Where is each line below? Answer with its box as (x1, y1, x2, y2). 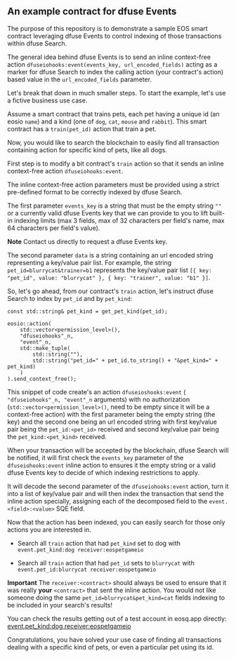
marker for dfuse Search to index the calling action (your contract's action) (7, 67, 224, 76)
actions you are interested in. (7, 525, 91, 534)
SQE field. (55, 504, 86, 513)
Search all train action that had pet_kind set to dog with (17, 539, 181, 547)
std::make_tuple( (20, 344, 71, 351)
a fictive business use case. (7, 96, 88, 105)
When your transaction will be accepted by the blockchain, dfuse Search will (7, 445, 229, 455)
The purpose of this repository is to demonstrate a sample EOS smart (7, 24, 209, 32)
